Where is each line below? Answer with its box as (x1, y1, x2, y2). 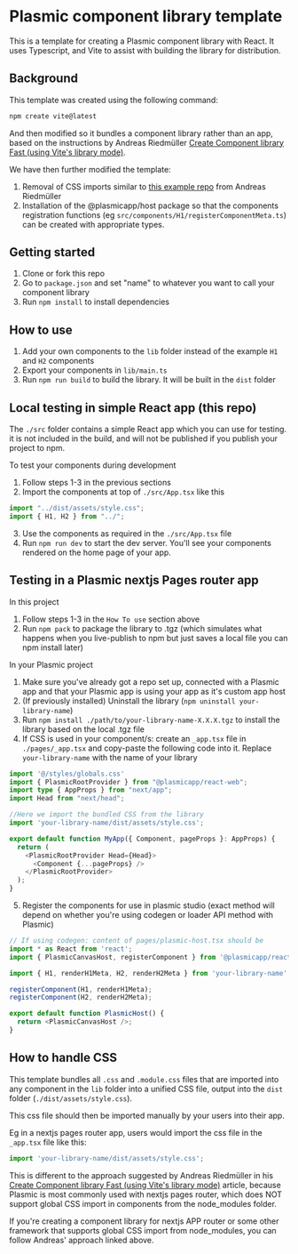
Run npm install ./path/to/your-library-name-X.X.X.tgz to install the (21, 714, 281, 725)
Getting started (9, 245, 96, 260)
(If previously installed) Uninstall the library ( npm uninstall (21, 695, 236, 706)
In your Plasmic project (9, 659, 93, 670)
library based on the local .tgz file (21, 723, 145, 735)
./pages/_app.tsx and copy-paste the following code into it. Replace (21, 743, 272, 753)
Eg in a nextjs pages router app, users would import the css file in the (9, 1127, 263, 1137)
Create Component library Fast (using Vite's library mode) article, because (9, 1179, 281, 1190)
